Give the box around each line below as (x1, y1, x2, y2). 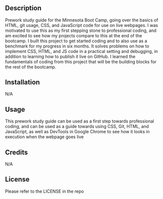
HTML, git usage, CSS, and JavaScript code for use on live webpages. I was (5, 22, 159, 28)
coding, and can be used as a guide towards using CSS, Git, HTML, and (5, 124, 149, 129)
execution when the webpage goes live (5, 134, 84, 140)
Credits (5, 148, 28, 156)
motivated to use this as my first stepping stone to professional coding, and (5, 27, 157, 33)
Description (5, 4, 41, 12)
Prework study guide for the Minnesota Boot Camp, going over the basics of (5, 17, 159, 23)
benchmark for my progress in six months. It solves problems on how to (5, 43, 150, 49)
